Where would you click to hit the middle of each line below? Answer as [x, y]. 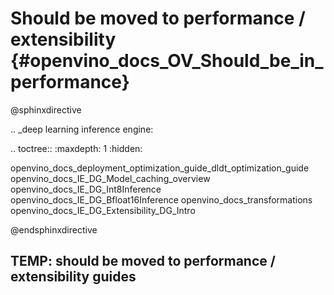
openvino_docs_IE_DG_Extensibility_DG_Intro [103, 210]
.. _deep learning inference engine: [82, 129]
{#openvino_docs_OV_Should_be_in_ [167, 61]
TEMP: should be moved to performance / [143, 261]
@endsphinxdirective [54, 229]
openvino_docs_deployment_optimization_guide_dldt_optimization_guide [160, 168]
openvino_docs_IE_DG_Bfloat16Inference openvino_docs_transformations [161, 199]
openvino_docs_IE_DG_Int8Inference [86, 189]
